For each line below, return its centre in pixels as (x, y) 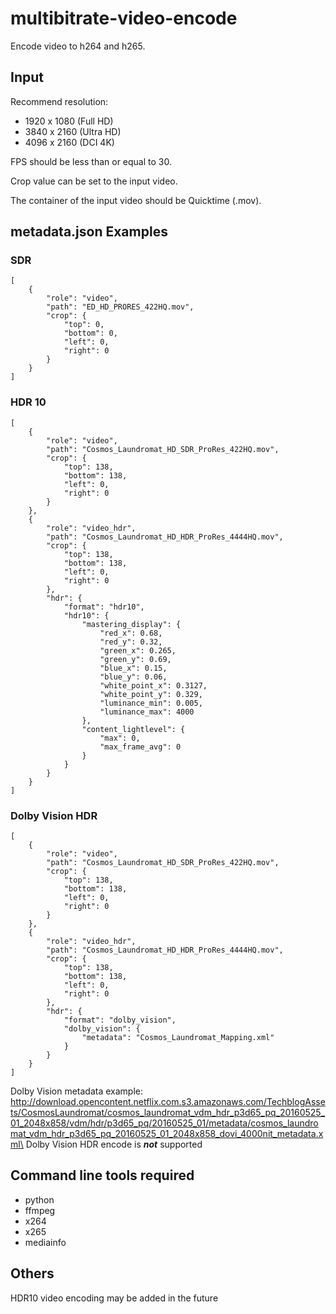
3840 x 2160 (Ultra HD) (73, 131)
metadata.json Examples (89, 232)
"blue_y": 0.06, (133, 677)
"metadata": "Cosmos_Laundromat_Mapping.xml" (178, 1038)
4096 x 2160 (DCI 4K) (69, 142)
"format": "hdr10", (104, 607)
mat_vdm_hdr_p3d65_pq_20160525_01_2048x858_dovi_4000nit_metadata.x (167, 1134)
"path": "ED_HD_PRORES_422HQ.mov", (120, 307)
